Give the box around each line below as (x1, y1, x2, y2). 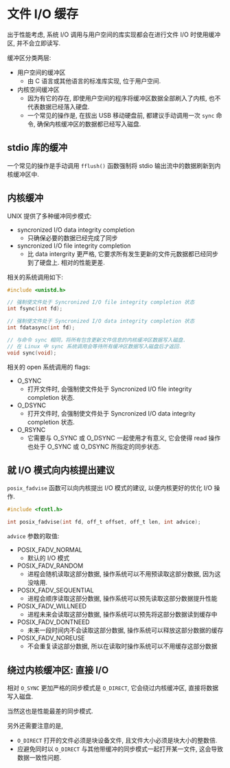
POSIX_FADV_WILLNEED (16, 602, 87, 610)
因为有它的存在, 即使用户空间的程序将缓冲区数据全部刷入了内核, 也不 (27, 94, 221, 102)
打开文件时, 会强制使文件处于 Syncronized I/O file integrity (27, 385, 192, 393)
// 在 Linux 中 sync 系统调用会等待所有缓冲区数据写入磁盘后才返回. (7, 343, 183, 350)
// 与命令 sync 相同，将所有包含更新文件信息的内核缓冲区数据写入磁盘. (7, 337, 187, 343)
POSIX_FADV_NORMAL (16, 546, 82, 554)
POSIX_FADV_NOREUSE (16, 634, 85, 642)
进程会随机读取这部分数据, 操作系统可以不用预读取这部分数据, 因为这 (27, 570, 221, 578)
